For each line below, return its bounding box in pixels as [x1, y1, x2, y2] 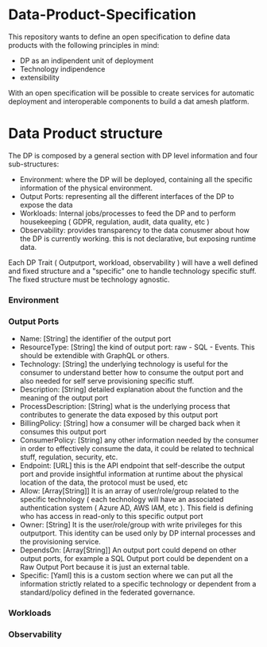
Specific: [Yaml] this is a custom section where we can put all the [19, 571, 234, 580]
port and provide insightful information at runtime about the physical [19, 470, 244, 479]
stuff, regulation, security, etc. [19, 452, 118, 462]
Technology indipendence [19, 64, 106, 73]
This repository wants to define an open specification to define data [8, 32, 230, 41]
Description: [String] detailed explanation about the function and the [19, 384, 244, 395]
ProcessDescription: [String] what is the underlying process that [19, 402, 230, 411]
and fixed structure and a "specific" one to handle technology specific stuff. [8, 266, 257, 275]
